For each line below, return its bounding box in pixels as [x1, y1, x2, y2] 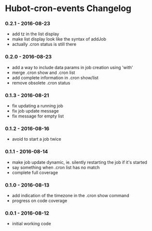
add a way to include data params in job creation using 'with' [12, 64, 134, 70]
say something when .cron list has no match [12, 164, 100, 170]
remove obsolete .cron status [12, 80, 70, 86]
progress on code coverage [12, 198, 68, 203]
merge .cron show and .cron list [12, 70, 75, 75]
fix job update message [12, 108, 59, 114]
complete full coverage [12, 170, 58, 175]
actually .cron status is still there [12, 42, 76, 47]
